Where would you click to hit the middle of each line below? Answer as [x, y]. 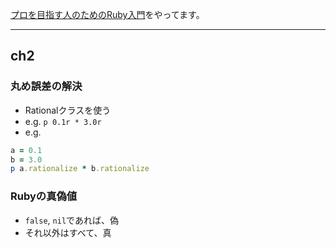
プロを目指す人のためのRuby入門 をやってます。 [107, 14]
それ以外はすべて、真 [68, 232]
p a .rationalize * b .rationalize [80, 169]
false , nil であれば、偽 [71, 220]
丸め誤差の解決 [46, 86]
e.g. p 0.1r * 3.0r [63, 121]
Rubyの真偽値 [44, 196]
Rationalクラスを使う [68, 110]
